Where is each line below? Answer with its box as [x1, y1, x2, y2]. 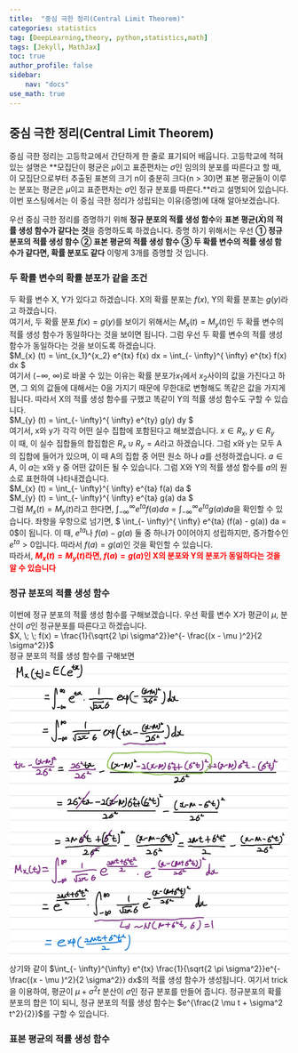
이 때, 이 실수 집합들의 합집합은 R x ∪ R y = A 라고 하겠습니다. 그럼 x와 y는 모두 [9, 438, 275, 451]
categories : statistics [9, 23, 98, 33]
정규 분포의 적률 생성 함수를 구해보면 [9, 650, 135, 661]
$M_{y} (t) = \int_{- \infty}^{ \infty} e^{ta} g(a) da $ [9, 492, 193, 502]
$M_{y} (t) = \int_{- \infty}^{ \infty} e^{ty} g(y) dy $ [9, 414, 193, 426]
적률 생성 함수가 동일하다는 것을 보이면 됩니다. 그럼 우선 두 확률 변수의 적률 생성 [9, 329, 284, 340]
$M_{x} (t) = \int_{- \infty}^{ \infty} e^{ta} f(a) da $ [9, 483, 192, 494]
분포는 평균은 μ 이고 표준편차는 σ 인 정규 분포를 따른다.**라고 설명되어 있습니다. [18, 184, 289, 195]
